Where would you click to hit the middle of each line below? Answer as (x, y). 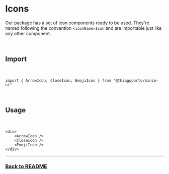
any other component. (28, 33)
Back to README (26, 166)
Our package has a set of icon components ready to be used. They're (77, 23)
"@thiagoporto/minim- (136, 80)
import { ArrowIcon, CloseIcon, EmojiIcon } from (58, 80)
